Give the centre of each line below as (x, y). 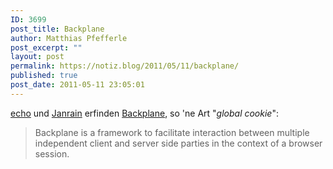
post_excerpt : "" (46, 47)
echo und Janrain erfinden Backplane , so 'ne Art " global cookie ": (144, 113)
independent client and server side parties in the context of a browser (178, 143)
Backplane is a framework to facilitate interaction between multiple (172, 132)
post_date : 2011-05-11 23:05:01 (77, 85)
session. (52, 153)
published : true (44, 76)
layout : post (37, 57)
